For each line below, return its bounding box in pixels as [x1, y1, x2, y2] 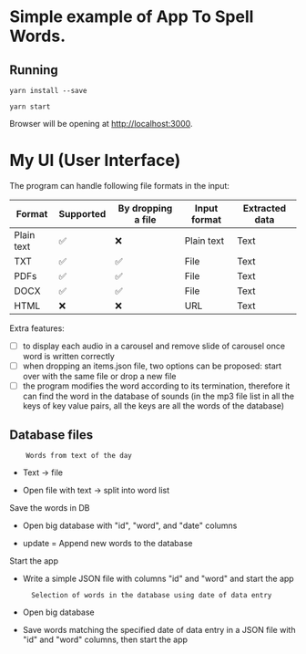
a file [134, 213, 157, 225]
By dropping [117, 202, 173, 214]
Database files [9, 427, 94, 442]
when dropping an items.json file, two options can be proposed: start [22, 360, 282, 371]
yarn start [9, 102, 51, 111]
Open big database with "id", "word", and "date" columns [22, 520, 238, 531]
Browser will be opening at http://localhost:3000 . [9, 119, 193, 129]
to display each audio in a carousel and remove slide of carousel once [22, 340, 285, 351]
